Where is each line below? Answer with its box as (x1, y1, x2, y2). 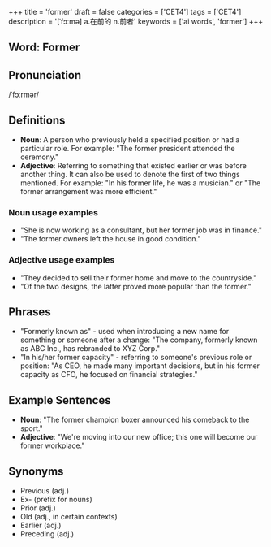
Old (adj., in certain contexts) (19, 512, 118, 522)
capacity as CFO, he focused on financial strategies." (19, 370, 198, 380)
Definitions (8, 113, 66, 127)
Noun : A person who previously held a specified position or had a (19, 135, 240, 145)
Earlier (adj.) (19, 520, 62, 531)
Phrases (8, 305, 51, 319)
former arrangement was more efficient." (19, 187, 157, 197)
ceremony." (19, 152, 59, 162)
